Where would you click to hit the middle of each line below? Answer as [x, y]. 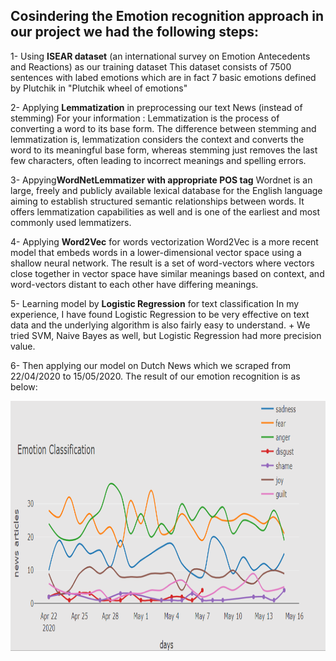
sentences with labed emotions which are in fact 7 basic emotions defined [163, 77]
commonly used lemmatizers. [71, 222]
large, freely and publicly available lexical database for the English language [166, 190]
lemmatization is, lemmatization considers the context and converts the [157, 139]
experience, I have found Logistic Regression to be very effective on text [160, 314]
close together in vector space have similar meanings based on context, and [167, 273]
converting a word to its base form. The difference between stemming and [163, 128]
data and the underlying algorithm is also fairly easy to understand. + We [160, 325]
